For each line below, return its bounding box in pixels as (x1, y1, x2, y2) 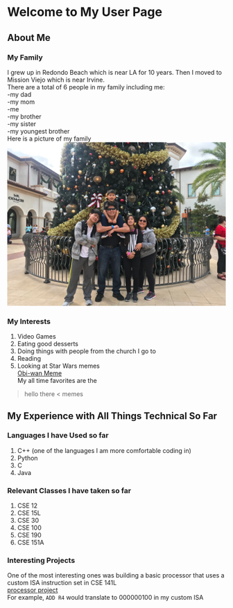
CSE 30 (17, 517, 40, 525)
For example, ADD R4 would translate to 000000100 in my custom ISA (7, 593, 204, 602)
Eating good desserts (17, 340, 78, 348)
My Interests (7, 316, 51, 326)
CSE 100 (17, 524, 42, 532)
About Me (7, 32, 51, 44)
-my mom (7, 98, 35, 106)
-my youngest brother (7, 127, 70, 135)
